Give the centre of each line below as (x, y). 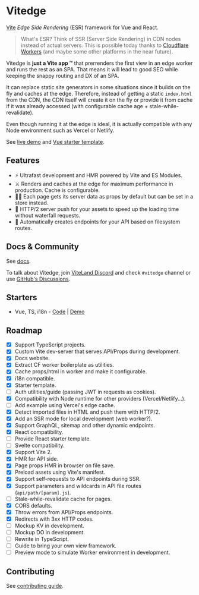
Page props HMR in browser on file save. (65, 465)
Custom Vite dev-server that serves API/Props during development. (97, 351)
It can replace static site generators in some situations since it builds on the (99, 87)
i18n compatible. (35, 378)
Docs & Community (42, 247)
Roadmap (24, 330)
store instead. (31, 203)
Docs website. (32, 358)
